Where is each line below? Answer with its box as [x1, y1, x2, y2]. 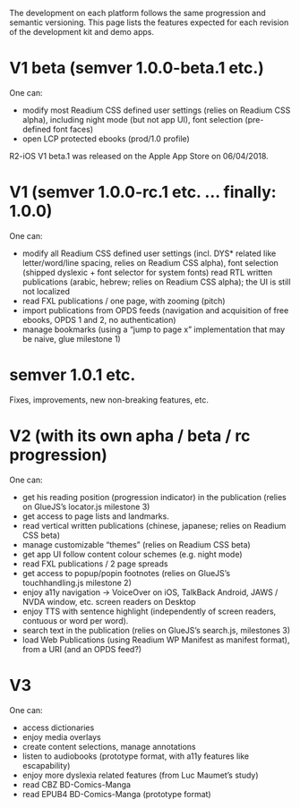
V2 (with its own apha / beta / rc [9, 426, 251, 446]
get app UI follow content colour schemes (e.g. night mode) [21, 549, 243, 559]
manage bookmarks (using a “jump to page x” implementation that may [21, 324, 286, 335]
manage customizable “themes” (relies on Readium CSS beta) [21, 539, 251, 549]
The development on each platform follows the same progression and [9, 8, 266, 18]
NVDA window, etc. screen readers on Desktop [21, 596, 196, 607]
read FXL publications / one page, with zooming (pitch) [21, 295, 226, 306]
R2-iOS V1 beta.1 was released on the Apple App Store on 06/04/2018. [9, 150, 269, 161]
